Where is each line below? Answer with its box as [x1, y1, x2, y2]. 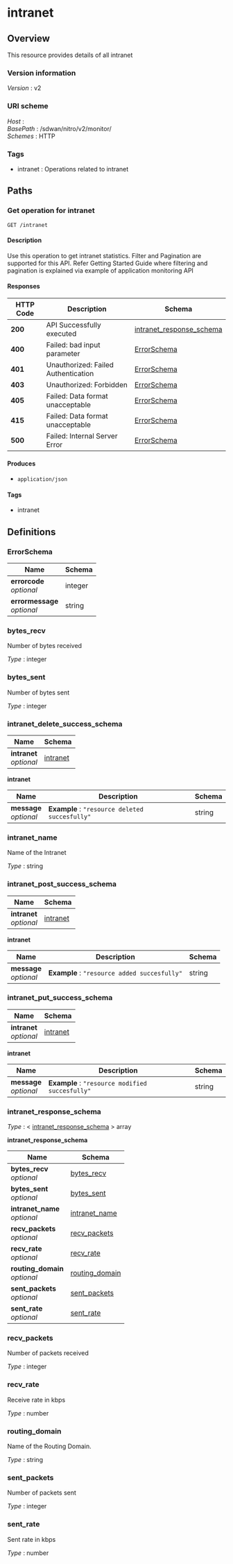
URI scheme [7, 101, 49, 111]
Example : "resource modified [48, 1078, 148, 1087]
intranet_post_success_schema [7, 879, 116, 889]
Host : [7, 117, 24, 126]
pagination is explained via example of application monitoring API [7, 266, 194, 275]
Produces [7, 459, 36, 468]
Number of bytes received [7, 642, 82, 650]
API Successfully [46, 320, 102, 330]
